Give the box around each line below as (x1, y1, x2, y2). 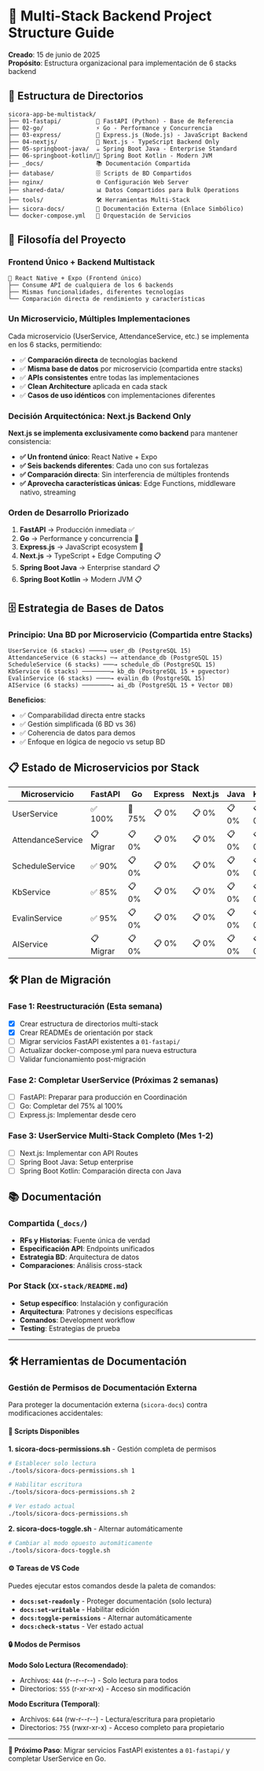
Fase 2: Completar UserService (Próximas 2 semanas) (8, 1074, 218, 1085)
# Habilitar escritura (8, 1480, 82, 1489)
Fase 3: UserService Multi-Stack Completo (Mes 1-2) (8, 1130, 214, 1141)
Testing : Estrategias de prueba (19, 1323, 120, 1333)
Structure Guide (8, 24, 115, 42)
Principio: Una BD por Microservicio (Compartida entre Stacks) (8, 629, 253, 640)
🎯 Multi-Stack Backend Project (8, 7, 212, 25)
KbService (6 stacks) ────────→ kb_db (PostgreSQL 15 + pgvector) (8, 668, 230, 676)
